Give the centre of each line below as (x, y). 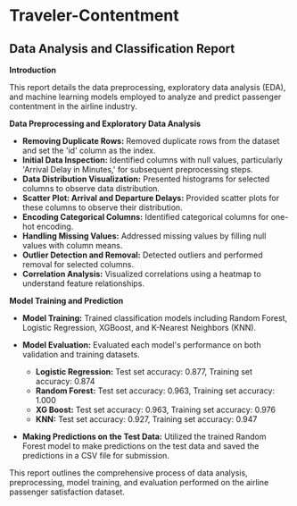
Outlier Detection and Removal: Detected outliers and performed (142, 255)
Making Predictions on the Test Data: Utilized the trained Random (144, 436)
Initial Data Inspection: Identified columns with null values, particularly (153, 160)
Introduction (33, 70)
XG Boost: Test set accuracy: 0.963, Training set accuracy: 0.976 (156, 409)
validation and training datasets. (81, 354)
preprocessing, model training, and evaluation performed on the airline (139, 482)
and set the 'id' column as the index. (89, 150)
